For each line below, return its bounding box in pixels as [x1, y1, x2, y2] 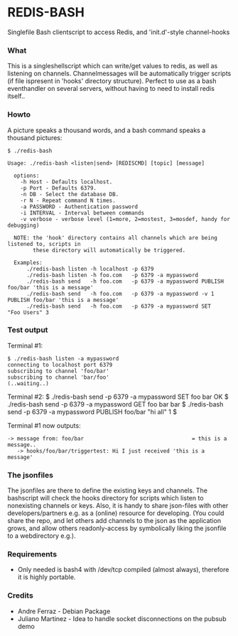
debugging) [7, 222, 40, 229]
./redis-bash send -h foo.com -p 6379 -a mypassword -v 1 [26, 290, 215, 297]
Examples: [13, 259, 43, 266]
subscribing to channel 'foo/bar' [7, 367, 110, 374]
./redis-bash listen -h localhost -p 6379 [26, 265, 154, 272]
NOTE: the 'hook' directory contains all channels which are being [13, 234, 218, 242]
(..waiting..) [7, 379, 50, 387]
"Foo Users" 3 [7, 308, 50, 316]
